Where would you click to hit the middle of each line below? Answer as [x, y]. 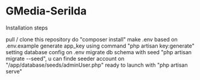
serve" [14, 71]
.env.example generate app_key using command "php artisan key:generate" [100, 46]
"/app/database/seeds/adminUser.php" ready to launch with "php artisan [97, 65]
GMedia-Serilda [46, 11]
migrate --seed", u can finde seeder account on [65, 58]
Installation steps [27, 28]
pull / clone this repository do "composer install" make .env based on [92, 39]
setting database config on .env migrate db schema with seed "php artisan [98, 52]
